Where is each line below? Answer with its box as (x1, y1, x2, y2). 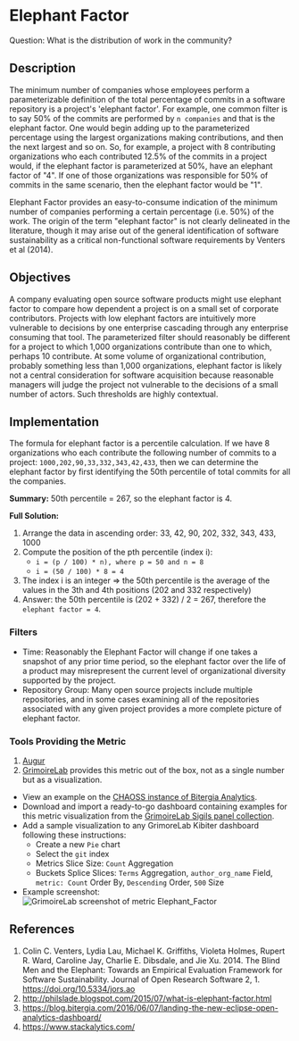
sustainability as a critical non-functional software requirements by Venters (9, 234, 286, 246)
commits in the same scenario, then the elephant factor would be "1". (9, 179, 263, 190)
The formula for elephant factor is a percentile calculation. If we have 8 (9, 438, 270, 449)
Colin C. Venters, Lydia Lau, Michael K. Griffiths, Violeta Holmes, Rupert (21, 945, 286, 956)
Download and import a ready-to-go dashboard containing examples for (21, 801, 288, 812)
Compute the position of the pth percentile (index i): (21, 546, 213, 558)
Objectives (9, 270, 71, 286)
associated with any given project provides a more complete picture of (21, 703, 283, 714)
